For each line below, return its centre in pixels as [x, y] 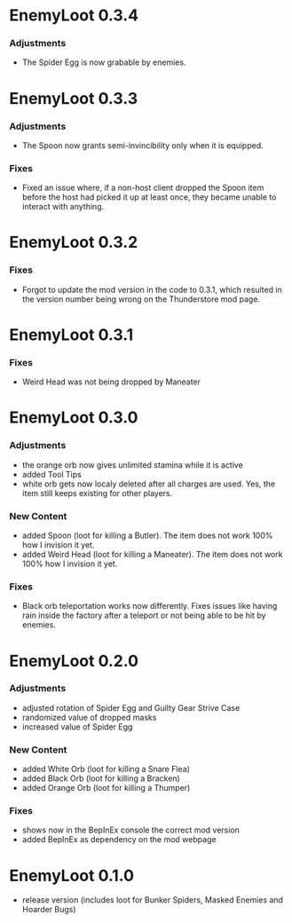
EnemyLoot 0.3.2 [74, 243]
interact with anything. [63, 207]
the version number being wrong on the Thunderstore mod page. [141, 299]
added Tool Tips [51, 474]
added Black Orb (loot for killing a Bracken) [101, 778]
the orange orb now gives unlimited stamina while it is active [133, 465]
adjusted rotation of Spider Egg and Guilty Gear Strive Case [131, 707]
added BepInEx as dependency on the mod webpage [119, 840]
